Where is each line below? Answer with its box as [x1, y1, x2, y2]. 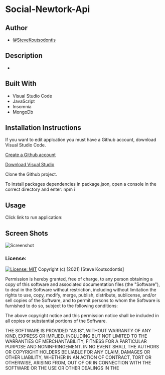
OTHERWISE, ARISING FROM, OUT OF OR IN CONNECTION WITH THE [5, 360, 151, 366]
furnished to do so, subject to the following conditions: [5, 303, 118, 309]
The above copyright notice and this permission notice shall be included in [5, 313, 159, 319]
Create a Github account [5, 152, 56, 158]
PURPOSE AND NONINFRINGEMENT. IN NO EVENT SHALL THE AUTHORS [5, 344, 159, 350]
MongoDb [12, 109, 34, 115]
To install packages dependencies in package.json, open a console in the [5, 181, 156, 187]
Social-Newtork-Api [5, 4, 90, 15]
